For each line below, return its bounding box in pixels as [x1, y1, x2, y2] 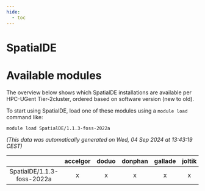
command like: [6, 113, 43, 120]
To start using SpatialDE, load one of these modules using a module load [6, 107, 188, 114]
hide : [6, 9, 20, 15]
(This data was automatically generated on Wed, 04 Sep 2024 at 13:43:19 [6, 136, 193, 143]
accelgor [64, 156, 91, 165]
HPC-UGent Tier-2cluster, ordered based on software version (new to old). [6, 95, 194, 102]
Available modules [6, 68, 102, 82]
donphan [121, 156, 148, 165]
